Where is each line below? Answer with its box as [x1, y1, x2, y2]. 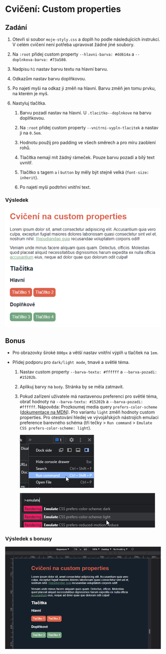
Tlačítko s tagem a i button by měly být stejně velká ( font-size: [19, 170, 149, 175]
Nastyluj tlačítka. [12, 100, 46, 106]
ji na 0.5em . [19, 130, 42, 136]
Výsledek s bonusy [5, 535, 52, 542]
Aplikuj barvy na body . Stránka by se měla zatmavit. [19, 384, 124, 390]
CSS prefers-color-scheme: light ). [19, 425, 91, 431]
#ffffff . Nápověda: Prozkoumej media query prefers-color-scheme [19, 404, 158, 410]
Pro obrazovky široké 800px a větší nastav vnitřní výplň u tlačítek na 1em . [12, 350, 159, 356]
